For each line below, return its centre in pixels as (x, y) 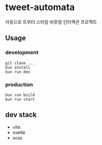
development (22, 53)
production (19, 84)
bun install (18, 67)
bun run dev (18, 72)
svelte (19, 132)
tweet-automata (40, 7)
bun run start (20, 99)
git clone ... (20, 63)
